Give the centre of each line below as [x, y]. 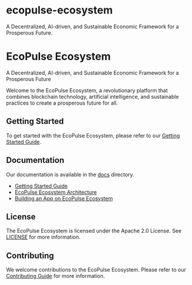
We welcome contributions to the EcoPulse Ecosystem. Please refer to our [96, 270]
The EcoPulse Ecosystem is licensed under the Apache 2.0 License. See [94, 231]
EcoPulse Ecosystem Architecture [56, 192]
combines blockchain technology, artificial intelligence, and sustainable [92, 96]
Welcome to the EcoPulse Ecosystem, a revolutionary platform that [87, 90]
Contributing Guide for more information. [55, 276]
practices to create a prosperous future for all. [62, 103]
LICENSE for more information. [43, 237]
